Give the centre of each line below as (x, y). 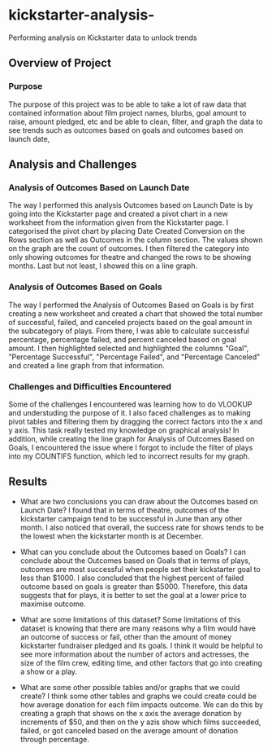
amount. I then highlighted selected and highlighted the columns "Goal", (129, 348)
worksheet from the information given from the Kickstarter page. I (119, 222)
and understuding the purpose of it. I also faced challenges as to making (130, 412)
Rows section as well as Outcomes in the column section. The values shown (136, 240)
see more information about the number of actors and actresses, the (135, 654)
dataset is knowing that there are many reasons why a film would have (138, 628)
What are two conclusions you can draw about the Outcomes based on (139, 501)
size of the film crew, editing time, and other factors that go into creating (141, 662)
